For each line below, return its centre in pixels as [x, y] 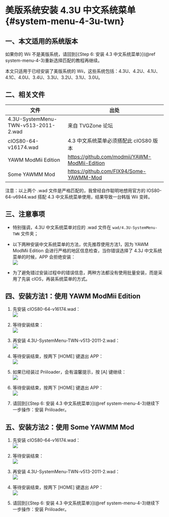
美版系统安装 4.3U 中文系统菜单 [70, 10]
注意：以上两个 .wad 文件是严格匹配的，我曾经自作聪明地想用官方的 [75, 190]
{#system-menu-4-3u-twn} [65, 21]
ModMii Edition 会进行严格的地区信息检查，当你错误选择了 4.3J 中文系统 [87, 250]
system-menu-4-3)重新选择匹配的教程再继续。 [54, 60]
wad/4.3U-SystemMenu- [135, 228]
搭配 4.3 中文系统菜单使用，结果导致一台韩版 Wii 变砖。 [95, 197]
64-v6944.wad [21, 197]
